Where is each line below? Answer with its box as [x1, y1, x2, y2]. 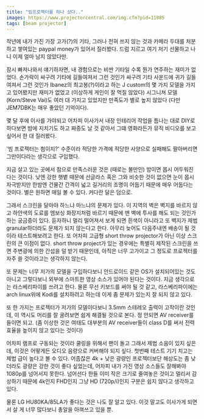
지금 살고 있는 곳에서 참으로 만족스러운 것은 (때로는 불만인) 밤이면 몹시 [6, 166, 172, 173]
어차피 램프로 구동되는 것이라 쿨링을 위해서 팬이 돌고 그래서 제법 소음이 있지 [6, 340, 185, 347]
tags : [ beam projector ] [6, 20, 67, 26]
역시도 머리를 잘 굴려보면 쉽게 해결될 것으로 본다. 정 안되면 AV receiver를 [20, 312, 194, 319]
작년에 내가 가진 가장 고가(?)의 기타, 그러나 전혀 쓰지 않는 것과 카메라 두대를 [6, 38, 185, 45]
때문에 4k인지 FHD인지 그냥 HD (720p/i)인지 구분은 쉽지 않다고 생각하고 [22, 378, 194, 385]
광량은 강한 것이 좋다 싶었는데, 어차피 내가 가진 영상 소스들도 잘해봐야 [22, 362, 187, 370]
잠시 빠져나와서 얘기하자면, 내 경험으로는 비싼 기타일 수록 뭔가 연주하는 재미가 [6, 66, 190, 73]
